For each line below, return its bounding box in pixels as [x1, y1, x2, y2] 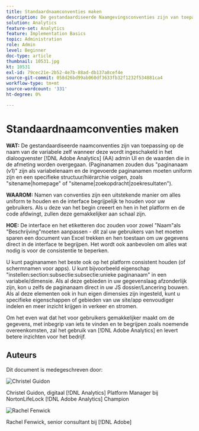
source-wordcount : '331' [6, 86, 68, 92]
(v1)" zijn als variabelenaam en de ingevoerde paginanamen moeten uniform [6, 167, 192, 174]
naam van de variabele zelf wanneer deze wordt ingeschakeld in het [6, 148, 173, 155]
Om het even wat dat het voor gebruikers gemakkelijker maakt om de [6, 314, 175, 321]
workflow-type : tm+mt [6, 81, 60, 87]
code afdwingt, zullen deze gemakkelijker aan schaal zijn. [6, 210, 147, 217]
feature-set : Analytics [6, 25, 65, 31]
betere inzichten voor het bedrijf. [6, 333, 86, 340]
